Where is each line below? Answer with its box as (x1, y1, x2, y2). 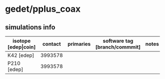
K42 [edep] (7, 52, 34, 58)
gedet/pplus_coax (5, 3, 81, 15)
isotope (12, 38, 31, 44)
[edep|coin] (7, 44, 36, 50)
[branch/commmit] (95, 44, 141, 50)
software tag (103, 38, 134, 44)
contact (42, 41, 61, 47)
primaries (67, 41, 91, 47)
